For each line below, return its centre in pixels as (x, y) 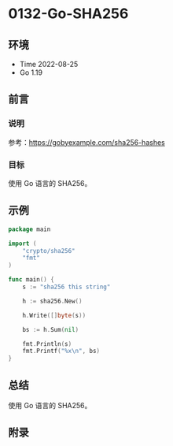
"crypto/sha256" (49, 251)
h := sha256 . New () (52, 301)
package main (29, 229)
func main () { (31, 280)
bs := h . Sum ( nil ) (51, 329)
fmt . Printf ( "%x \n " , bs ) (61, 351)
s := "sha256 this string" (66, 287)
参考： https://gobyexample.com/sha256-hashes (86, 142)
